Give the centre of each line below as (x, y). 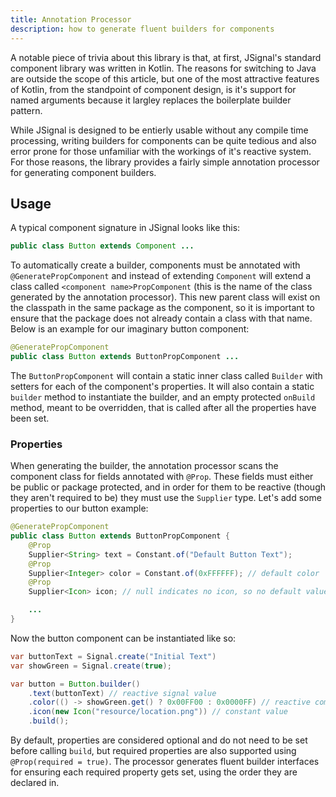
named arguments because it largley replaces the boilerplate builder (151, 100)
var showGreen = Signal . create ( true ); (91, 666)
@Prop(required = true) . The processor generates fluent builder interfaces (165, 762)
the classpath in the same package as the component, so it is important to (162, 308)
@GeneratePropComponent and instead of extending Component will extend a (161, 276)
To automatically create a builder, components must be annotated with (155, 265)
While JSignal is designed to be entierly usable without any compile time (159, 130)
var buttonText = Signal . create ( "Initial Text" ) (113, 656)
